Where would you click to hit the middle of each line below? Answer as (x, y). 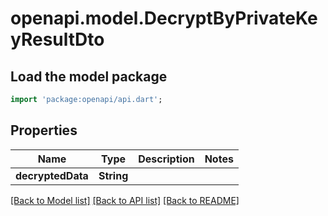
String (113, 175)
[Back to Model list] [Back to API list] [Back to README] (125, 200)
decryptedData (52, 175)
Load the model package (89, 76)
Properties (44, 130)
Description (166, 159)
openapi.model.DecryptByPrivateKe (164, 18)
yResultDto (57, 39)
